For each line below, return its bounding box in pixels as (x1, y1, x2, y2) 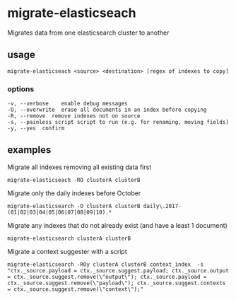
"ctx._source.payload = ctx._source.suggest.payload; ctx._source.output (7, 267, 230, 274)
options (7, 83, 35, 93)
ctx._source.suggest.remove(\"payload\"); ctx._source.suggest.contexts (7, 279, 226, 287)
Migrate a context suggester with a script (7, 247, 127, 255)
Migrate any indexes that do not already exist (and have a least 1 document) (7, 221, 228, 229)
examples (7, 144, 52, 156)
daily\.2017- (143, 202, 182, 209)
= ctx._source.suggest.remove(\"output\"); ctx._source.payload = (7, 273, 207, 280)
